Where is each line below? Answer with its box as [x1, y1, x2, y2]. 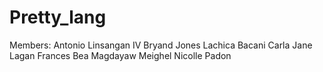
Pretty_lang [9, 6, 107, 29]
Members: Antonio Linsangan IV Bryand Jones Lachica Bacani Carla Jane [9, 39, 313, 51]
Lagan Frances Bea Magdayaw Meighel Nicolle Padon [9, 49, 232, 61]
